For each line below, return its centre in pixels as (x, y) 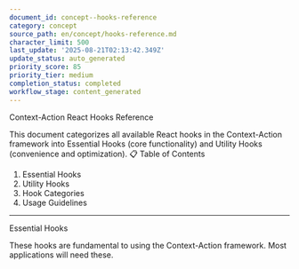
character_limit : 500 (49, 42)
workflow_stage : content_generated (75, 91)
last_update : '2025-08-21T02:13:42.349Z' (87, 51)
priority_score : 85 (45, 67)
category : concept (43, 26)
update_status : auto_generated (67, 59)
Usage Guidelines (54, 202)
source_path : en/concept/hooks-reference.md (93, 34)
